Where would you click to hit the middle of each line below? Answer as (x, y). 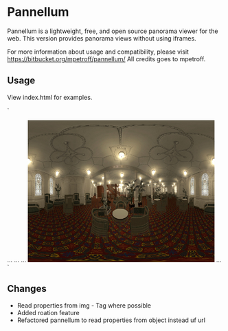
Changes (27, 289)
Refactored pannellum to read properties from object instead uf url (111, 320)
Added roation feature (48, 312)
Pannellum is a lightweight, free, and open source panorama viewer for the (113, 31)
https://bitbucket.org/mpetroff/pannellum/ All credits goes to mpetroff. (106, 58)
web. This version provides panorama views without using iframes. (102, 38)
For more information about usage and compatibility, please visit (98, 52)
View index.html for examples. (50, 97)
